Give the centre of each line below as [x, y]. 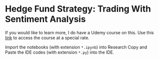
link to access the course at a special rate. [47, 38]
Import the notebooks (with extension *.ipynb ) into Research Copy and [76, 47]
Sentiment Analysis [45, 19]
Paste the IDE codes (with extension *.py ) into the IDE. [60, 52]
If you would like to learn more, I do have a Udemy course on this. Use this [79, 32]
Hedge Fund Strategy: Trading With [78, 9]
